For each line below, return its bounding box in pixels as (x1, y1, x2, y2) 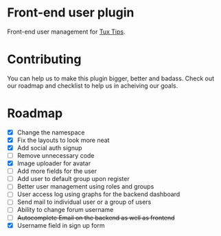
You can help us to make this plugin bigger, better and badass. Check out (7, 74, 215, 82)
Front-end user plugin (7, 5, 135, 21)
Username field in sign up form (16, 221, 105, 229)
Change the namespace (16, 128, 85, 137)
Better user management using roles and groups (16, 182, 154, 191)
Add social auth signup (16, 143, 82, 152)
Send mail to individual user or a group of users (16, 198, 152, 206)
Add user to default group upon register (16, 175, 130, 183)
